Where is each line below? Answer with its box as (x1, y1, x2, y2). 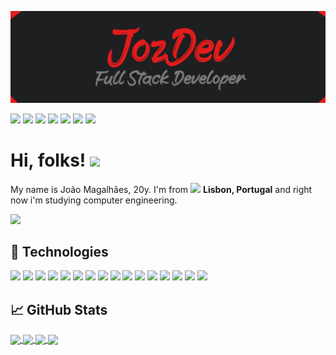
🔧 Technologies (10, 244, 109, 260)
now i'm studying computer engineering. (10, 194, 178, 206)
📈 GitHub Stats (10, 301, 108, 318)
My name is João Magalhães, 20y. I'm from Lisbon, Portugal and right (10, 183, 313, 195)
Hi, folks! (10, 149, 87, 171)
